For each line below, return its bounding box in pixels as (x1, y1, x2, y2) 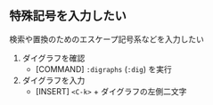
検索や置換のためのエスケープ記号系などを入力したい (9, 34, 205, 44)
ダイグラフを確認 (21, 52, 86, 63)
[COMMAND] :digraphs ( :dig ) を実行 (35, 63, 172, 74)
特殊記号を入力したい (9, 8, 127, 24)
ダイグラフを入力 (21, 75, 86, 85)
